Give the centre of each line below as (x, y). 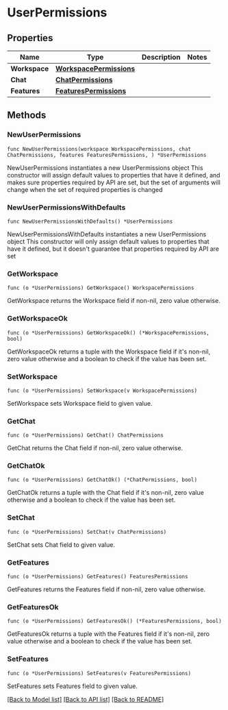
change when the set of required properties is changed (85, 189)
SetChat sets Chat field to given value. (61, 544)
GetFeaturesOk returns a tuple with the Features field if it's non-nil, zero (109, 634)
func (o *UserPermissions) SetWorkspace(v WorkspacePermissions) (102, 391)
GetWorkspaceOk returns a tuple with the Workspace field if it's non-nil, (109, 352)
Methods (27, 115)
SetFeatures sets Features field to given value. (73, 686)
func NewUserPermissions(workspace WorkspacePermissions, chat (99, 149)
